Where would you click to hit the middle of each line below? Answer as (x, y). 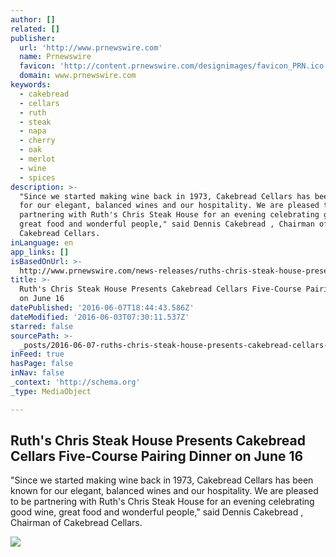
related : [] (35, 29)
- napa (33, 131)
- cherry (37, 141)
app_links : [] (40, 252)
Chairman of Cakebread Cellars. (76, 523)
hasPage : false (42, 364)
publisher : (33, 38)
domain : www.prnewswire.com (78, 76)
